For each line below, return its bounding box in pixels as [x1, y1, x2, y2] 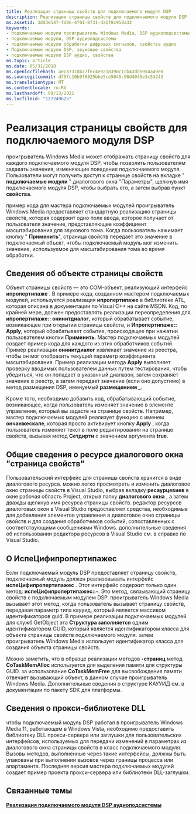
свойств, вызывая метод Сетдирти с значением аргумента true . [6, 432, 169, 440]
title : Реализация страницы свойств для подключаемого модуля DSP [6, 8, 171, 15]
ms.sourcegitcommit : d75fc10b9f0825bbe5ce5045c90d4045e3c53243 [6, 74, 164, 80]
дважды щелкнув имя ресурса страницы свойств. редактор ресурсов [6, 499, 182, 506]
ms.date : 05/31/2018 [6, 63, 57, 69]
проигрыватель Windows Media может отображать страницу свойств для [6, 153, 191, 160]
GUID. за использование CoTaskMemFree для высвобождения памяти [6, 668, 183, 674]
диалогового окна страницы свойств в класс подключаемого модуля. [6, 744, 182, 751]
